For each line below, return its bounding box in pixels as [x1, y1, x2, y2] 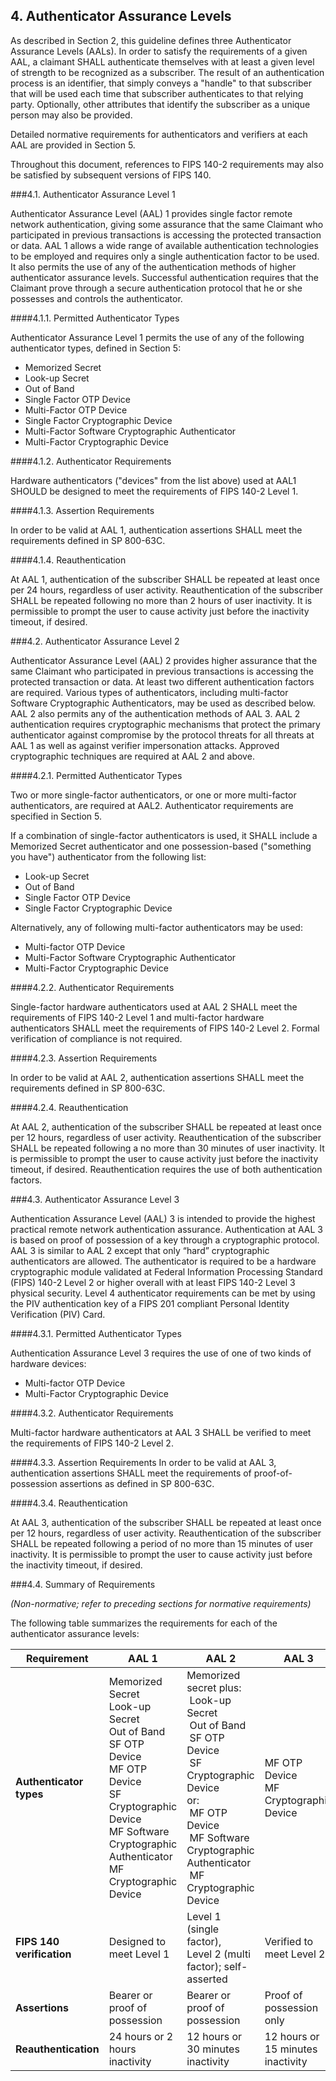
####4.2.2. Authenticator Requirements [10, 981, 175, 993]
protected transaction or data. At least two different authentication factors [10, 675, 315, 688]
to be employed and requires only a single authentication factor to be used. [10, 250, 320, 262]
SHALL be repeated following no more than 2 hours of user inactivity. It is [10, 594, 313, 606]
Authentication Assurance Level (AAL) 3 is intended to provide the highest [10, 1212, 316, 1224]
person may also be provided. [10, 109, 133, 121]
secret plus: [186, 1680, 242, 1694]
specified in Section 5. [10, 810, 103, 822]
